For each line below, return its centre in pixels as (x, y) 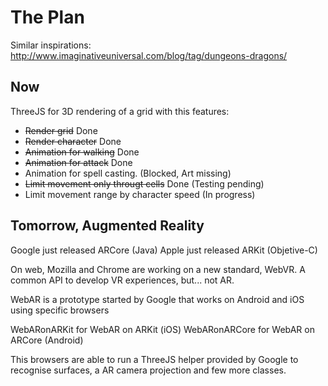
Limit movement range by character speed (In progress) (140, 194)
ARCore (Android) (47, 340)
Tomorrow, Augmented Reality (107, 226)
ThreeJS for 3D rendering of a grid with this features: (120, 111)
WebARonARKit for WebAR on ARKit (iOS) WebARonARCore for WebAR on (162, 329)
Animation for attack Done (78, 162)
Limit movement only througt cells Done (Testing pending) (144, 183)
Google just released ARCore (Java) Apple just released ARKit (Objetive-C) (164, 250)
